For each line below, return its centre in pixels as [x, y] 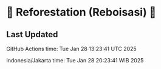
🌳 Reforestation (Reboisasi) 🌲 [81, 12]
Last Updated [32, 34]
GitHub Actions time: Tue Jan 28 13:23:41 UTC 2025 [71, 49]
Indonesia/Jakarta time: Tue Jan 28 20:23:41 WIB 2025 [75, 60]
